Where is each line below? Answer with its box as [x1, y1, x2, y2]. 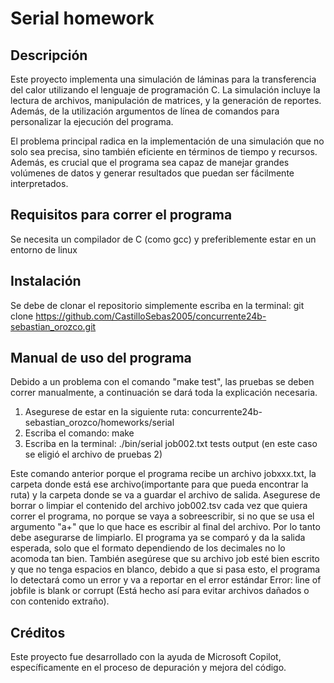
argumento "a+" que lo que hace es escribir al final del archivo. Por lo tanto [10, 521, 321, 533]
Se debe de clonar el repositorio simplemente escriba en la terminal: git [10, 299, 305, 311]
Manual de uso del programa [10, 350, 192, 367]
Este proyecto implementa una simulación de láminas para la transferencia [10, 73, 317, 85]
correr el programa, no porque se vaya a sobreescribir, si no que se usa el [10, 510, 315, 522]
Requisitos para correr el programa [10, 207, 233, 224]
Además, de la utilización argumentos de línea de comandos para [10, 105, 280, 117]
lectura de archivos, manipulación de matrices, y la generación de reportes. [10, 95, 322, 106]
